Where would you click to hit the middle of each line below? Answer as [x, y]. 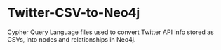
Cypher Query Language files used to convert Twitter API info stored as [110, 32]
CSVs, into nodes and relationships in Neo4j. [72, 39]
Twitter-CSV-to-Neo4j [74, 13]
